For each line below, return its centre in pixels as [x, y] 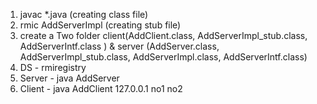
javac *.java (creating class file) [84, 14]
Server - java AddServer [69, 78]
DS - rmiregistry [53, 67]
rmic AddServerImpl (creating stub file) [100, 25]
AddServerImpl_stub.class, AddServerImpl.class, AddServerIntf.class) [163, 57]
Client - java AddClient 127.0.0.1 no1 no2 [101, 88]
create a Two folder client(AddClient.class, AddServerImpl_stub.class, [163, 35]
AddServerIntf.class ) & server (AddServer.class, [119, 46]
